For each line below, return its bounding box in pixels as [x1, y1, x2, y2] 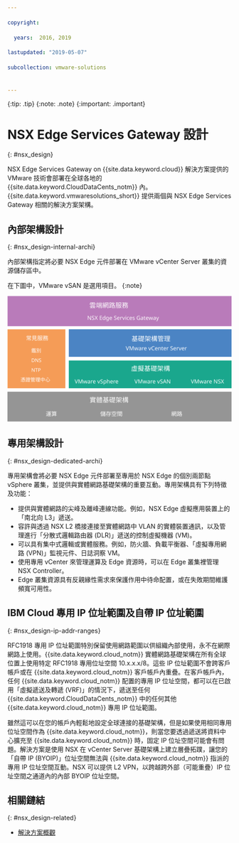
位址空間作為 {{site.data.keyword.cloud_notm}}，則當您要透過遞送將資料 [7, 727, 221, 736]
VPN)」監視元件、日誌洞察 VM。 [28, 548, 124, 557]
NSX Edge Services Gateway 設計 [7, 127, 208, 142]
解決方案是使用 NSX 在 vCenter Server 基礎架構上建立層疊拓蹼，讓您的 [19, 745, 228, 753]
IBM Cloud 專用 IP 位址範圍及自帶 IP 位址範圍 [7, 607, 204, 619]
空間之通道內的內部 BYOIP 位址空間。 [13, 771, 123, 780]
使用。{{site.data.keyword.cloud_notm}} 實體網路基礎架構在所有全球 [26, 650, 226, 658]
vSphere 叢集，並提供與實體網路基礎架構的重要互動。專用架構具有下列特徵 [7, 480, 227, 488]
